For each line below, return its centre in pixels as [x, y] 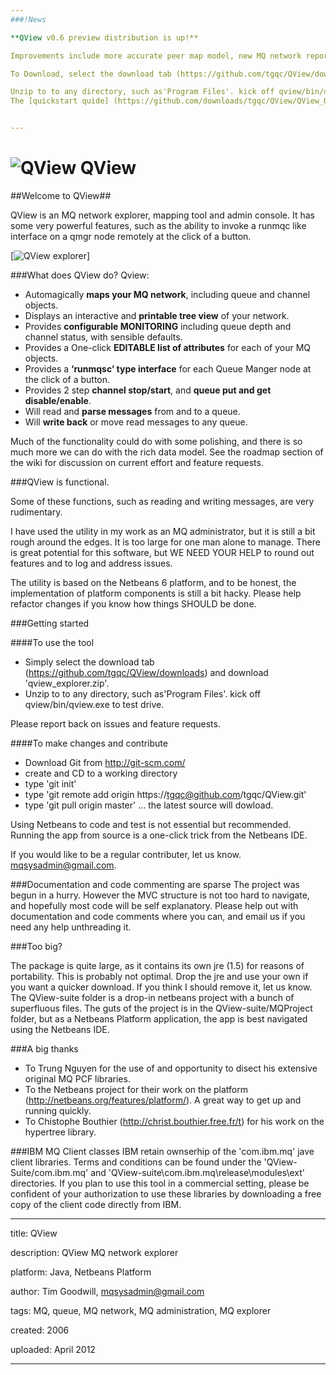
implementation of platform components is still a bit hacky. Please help [156, 593]
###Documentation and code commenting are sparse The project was [155, 884]
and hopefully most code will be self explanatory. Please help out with [154, 905]
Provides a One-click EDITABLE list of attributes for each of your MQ [167, 347]
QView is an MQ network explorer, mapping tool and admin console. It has [162, 215]
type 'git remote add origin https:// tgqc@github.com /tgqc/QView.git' [165, 794]
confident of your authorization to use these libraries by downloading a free [166, 1193]
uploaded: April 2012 [53, 1349]
